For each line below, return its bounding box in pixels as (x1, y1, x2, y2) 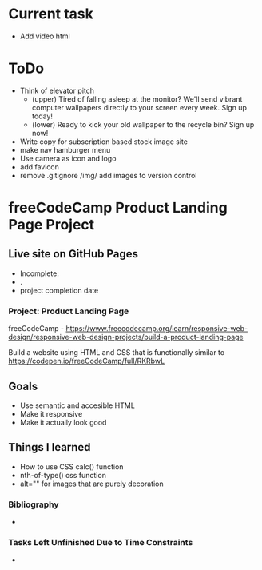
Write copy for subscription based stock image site (19, 137, 188, 146)
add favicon (19, 161, 60, 172)
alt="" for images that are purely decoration (19, 479, 164, 488)
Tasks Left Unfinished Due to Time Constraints (8, 537, 193, 548)
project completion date (19, 285, 99, 295)
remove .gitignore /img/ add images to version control (19, 170, 197, 180)
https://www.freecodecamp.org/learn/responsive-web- (65, 324, 248, 333)
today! (31, 111, 54, 121)
